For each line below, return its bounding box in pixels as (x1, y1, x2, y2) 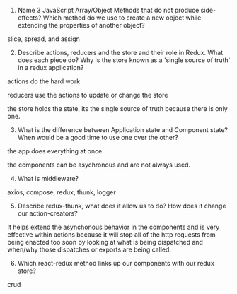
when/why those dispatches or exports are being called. (7, 245, 172, 254)
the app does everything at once (7, 147, 103, 155)
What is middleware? (17, 175, 79, 182)
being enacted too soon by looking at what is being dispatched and (7, 238, 204, 246)
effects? (17, 13, 42, 22)
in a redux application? (17, 64, 84, 71)
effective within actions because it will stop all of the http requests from (7, 230, 216, 239)
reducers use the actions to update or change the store (7, 91, 168, 99)
